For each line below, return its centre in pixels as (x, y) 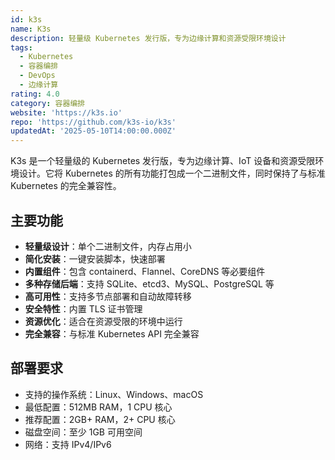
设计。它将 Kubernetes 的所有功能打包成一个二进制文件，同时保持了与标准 (172, 173)
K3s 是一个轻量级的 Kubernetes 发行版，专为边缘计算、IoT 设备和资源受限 (163, 161)
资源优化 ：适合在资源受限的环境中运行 (103, 321)
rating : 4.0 (35, 94)
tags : (21, 47)
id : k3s (26, 19)
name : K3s (31, 29)
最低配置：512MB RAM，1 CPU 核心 (98, 407)
